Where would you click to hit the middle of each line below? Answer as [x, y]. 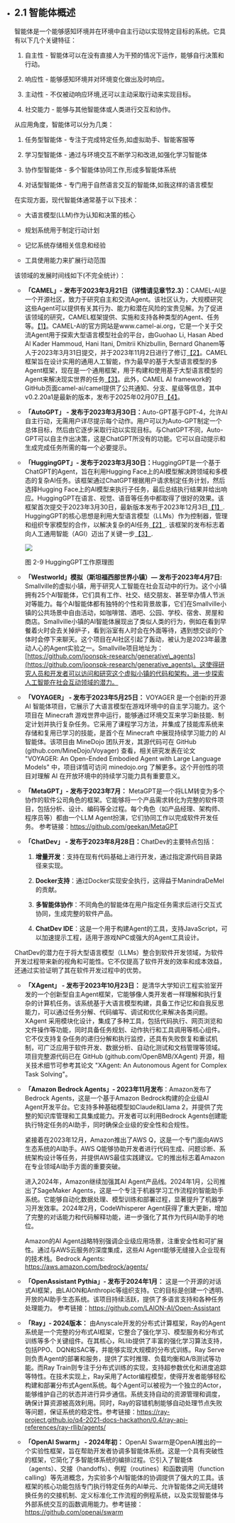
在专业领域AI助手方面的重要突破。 [75, 1166]
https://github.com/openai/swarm [74, 1512]
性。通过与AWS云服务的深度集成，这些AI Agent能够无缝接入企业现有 [125, 1250]
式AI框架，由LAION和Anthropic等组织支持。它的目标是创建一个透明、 [126, 1290]
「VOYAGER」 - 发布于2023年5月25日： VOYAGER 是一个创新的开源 [125, 697]
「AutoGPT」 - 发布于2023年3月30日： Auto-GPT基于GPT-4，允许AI [126, 412]
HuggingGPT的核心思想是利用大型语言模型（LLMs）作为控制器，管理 [126, 515]
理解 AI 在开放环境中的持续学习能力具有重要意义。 [110, 775]
